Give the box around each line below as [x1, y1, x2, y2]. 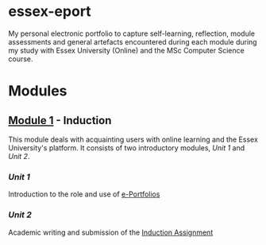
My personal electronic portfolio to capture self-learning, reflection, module [8, 29, 256, 38]
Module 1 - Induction [8, 114, 112, 127]
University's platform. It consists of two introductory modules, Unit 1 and [8, 142, 245, 153]
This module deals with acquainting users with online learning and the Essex [8, 134, 258, 144]
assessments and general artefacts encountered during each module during [8, 37, 257, 46]
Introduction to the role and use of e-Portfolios [8, 189, 160, 199]
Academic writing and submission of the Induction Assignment [8, 227, 214, 237]
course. [8, 54, 33, 64]
